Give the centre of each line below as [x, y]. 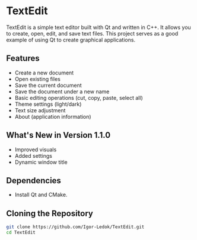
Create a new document [44, 73]
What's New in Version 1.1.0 [58, 135]
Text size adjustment [40, 110]
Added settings [33, 155]
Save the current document [48, 85]
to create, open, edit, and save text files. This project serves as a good [92, 33]
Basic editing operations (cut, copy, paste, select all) [79, 98]
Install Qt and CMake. [41, 195]
